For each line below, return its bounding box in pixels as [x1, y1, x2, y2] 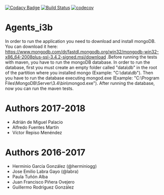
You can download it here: [5, 43, 58, 49]
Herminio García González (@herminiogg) [12, 163, 97, 169]
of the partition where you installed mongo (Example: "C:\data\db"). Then [5, 70, 153, 76]
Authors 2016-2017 [5, 147, 86, 158]
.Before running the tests [107, 54, 158, 60]
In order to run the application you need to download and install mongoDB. [5, 38, 156, 44]
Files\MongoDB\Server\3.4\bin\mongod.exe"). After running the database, [5, 80, 155, 86]
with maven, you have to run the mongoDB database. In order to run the [5, 59, 150, 65]
